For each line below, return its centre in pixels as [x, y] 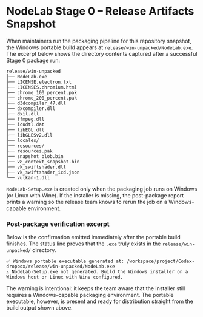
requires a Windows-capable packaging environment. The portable [90, 295]
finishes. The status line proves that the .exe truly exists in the [84, 244]
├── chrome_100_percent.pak [42, 92]
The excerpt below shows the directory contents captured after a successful [102, 53]
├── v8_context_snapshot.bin [43, 162]
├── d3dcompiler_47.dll [36, 103]
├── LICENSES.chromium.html [42, 87]
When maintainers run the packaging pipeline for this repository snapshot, [99, 41]
